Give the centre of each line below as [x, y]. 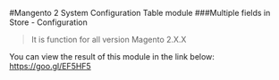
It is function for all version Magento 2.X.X [109, 40]
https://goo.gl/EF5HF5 [50, 66]
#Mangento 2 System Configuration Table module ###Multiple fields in [140, 13]
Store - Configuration [48, 22]
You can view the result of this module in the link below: [112, 56]
